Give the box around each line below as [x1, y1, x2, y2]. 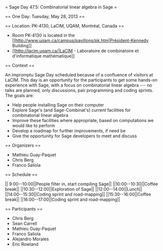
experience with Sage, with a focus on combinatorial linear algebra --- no [5, 82, 152, 88]
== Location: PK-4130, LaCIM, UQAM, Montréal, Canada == [5, 23, 125, 29]
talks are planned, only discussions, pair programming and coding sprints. [5, 88, 154, 93]
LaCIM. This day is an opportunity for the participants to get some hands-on [5, 77, 158, 83]
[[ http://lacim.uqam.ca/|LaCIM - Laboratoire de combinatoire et [12, 48, 139, 54]
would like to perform [12, 123, 55, 128]
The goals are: [5, 92, 34, 98]
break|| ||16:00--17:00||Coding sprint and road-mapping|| [5, 197, 120, 202]
